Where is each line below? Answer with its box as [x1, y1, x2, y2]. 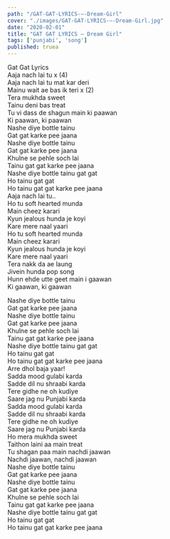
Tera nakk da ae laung [7, 260, 73, 268]
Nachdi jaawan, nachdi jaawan [7, 455, 97, 464]
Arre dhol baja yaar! [7, 365, 65, 372]
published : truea [7, 43, 59, 51]
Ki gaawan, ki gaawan [7, 283, 72, 291]
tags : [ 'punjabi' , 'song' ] [7, 37, 87, 44]
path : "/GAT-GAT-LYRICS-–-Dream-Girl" [7, 10, 122, 18]
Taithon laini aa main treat [7, 440, 83, 449]
